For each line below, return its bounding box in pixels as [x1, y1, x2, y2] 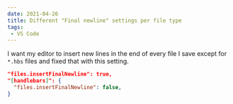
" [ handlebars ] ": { [7, 77, 62, 85]
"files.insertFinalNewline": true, [7, 71, 113, 78]
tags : [7, 23, 23, 30]
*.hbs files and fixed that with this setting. [7, 57, 129, 66]
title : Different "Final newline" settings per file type [7, 17, 182, 24]
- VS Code [10, 30, 40, 37]
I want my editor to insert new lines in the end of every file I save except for [7, 50, 227, 58]
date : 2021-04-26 [7, 10, 59, 18]
